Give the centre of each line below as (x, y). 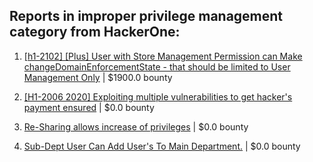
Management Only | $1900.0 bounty (98, 77)
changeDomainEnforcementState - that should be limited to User (157, 66)
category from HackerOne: (95, 32)
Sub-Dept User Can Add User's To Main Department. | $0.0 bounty (162, 146)
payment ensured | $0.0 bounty (89, 107)
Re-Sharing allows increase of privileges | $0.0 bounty (136, 126)
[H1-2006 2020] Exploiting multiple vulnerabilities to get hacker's (158, 96)
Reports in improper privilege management (146, 16)
